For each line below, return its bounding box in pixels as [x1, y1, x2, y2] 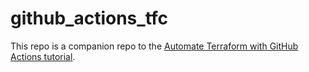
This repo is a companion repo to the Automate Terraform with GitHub [10, 40, 299, 52]
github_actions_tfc [10, 7, 168, 30]
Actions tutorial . [10, 50, 76, 62]
